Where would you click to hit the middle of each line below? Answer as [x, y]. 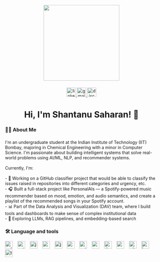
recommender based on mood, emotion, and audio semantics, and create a [80, 196]
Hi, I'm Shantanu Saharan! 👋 [81, 115]
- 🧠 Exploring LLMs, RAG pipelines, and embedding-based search [71, 218]
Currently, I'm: [19, 168]
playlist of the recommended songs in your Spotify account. [65, 201]
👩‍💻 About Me [21, 130]
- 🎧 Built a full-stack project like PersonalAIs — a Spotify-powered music [78, 189]
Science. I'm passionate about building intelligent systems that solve [73, 153]
